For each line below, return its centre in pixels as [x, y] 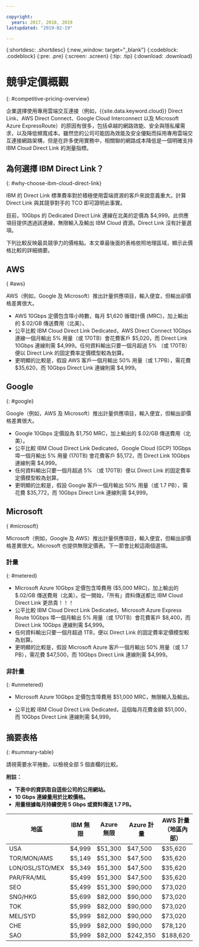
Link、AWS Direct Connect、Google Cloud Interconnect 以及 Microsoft [92, 119]
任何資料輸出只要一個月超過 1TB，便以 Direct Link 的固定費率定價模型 [99, 632]
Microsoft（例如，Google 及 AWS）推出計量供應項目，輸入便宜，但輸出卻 [96, 538]
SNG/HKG [23, 897]
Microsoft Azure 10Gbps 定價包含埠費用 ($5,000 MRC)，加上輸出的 [97, 588]
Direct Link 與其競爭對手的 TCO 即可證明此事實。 [66, 203]
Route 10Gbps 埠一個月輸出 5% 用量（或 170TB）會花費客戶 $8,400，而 [102, 617]
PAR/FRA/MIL [28, 877]
